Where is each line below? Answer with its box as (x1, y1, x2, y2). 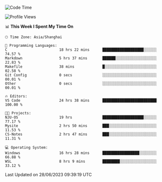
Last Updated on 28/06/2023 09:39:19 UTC (5, 172, 92, 177)
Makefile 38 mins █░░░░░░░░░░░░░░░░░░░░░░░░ (5, 64, 157, 69)
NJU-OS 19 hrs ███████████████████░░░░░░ (5, 115, 157, 120)
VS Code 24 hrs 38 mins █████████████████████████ (5, 98, 157, 103)
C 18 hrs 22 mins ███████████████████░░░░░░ (5, 47, 157, 52)
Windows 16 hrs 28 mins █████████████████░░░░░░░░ (5, 151, 157, 155)
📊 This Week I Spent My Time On (5, 24, 74, 29)
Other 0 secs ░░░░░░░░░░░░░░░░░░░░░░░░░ (5, 81, 157, 86)
